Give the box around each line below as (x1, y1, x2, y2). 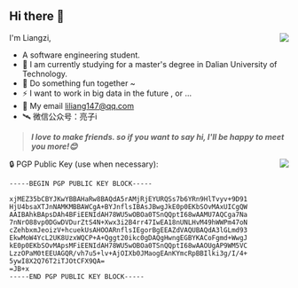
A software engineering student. (21, 50, 140, 60)
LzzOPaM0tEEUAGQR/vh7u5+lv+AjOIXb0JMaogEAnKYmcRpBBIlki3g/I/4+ (9, 249, 248, 258)
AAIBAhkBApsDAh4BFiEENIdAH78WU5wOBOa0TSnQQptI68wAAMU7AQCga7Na (9, 210, 248, 219)
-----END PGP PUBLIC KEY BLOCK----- (9, 272, 145, 281)
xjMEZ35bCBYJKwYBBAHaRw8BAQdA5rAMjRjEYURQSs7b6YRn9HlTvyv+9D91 (9, 194, 248, 204)
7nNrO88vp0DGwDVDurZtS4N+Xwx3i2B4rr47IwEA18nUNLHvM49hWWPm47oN (9, 218, 248, 227)
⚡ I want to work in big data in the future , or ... (21, 88, 192, 98)
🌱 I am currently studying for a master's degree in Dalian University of (21, 58, 278, 69)
